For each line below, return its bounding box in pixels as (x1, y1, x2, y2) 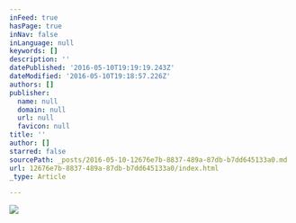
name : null (17, 96, 58, 106)
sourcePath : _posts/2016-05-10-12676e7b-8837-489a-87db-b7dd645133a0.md (9, 155, 288, 165)
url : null (17, 113, 54, 122)
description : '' (9, 55, 70, 64)
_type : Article (9, 172, 67, 181)
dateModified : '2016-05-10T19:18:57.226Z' (9, 72, 171, 81)
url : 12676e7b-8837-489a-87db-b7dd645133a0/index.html (9, 164, 220, 173)
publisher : (9, 88, 50, 97)
